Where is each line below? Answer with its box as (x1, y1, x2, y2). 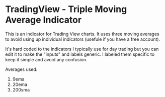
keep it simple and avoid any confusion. (5, 56, 88, 62)
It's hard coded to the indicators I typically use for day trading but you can (5, 46, 159, 52)
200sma (12, 86, 30, 92)
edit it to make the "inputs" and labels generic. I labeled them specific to (5, 51, 155, 57)
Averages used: (5, 66, 38, 72)
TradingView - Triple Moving (5, 4, 127, 15)
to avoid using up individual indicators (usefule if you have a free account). (5, 36, 160, 42)
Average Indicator (5, 14, 82, 26)
